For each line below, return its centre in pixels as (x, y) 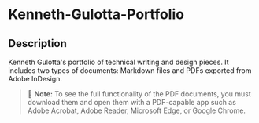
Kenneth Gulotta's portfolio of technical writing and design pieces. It (119, 62)
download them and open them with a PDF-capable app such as (131, 102)
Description (37, 43)
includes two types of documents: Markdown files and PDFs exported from (130, 71)
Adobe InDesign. (35, 79)
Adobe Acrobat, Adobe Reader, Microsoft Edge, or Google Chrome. (137, 110)
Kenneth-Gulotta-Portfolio (96, 14)
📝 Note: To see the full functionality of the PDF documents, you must (139, 94)
